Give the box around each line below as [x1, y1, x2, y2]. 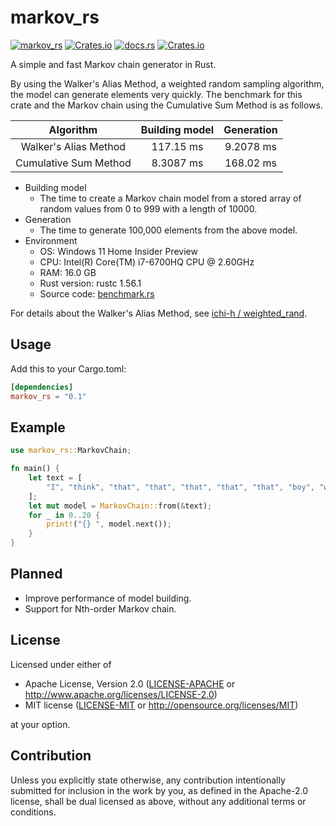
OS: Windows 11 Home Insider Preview [39, 245, 198, 257]
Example [10, 419, 66, 436]
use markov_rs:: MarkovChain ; [10, 446, 132, 456]
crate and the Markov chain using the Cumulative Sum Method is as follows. [10, 99, 323, 111]
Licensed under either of [10, 658, 112, 670]
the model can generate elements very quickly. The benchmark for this [10, 88, 303, 100]
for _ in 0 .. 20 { [28, 510, 101, 520]
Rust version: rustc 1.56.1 [39, 277, 142, 289]
